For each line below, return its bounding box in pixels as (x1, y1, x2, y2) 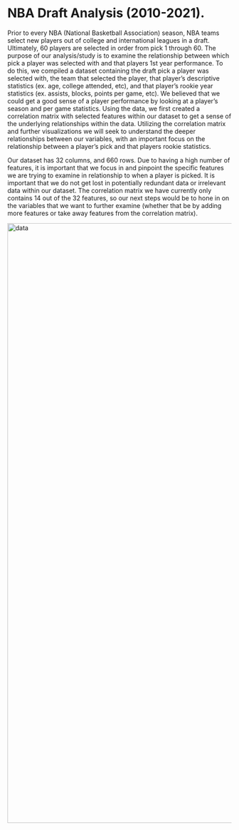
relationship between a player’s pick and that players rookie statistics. (7, 142, 211, 150)
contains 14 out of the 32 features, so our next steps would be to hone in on (7, 194, 230, 202)
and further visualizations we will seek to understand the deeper (7, 127, 196, 135)
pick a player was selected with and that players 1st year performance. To (7, 58, 223, 67)
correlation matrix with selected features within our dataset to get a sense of (7, 112, 232, 120)
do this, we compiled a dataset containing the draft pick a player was (7, 66, 209, 75)
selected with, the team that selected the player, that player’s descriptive (7, 73, 221, 83)
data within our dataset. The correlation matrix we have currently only (7, 186, 212, 194)
